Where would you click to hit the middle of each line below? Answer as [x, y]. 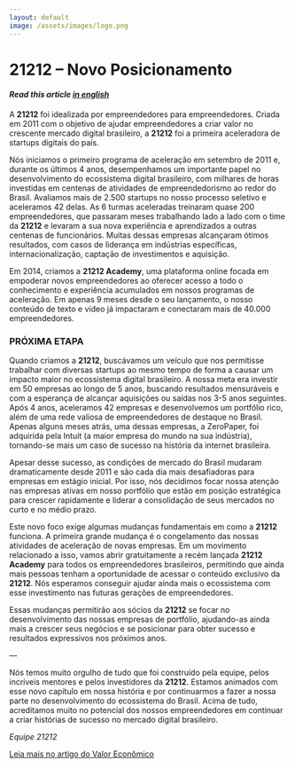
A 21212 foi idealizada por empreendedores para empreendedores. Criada [145, 114]
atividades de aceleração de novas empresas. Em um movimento [128, 545]
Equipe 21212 [33, 737]
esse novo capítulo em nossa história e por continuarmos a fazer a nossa [143, 692]
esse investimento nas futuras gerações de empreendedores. [121, 593]
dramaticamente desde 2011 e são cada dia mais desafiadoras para [132, 472]
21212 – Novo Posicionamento [121, 70]
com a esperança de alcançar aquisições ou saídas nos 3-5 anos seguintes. [148, 398]
